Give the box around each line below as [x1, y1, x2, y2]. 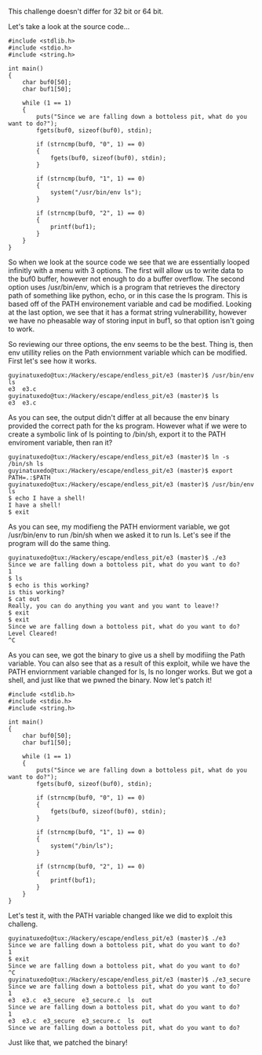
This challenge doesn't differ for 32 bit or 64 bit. [8, 7, 164, 16]
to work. [8, 324, 35, 334]
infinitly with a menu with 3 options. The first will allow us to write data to [8, 266, 244, 275]
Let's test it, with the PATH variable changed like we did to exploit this [8, 911, 233, 920]
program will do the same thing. [8, 539, 111, 548]
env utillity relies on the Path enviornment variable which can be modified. [8, 348, 248, 357]
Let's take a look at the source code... [8, 22, 130, 31]
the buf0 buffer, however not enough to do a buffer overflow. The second [8, 275, 245, 283]
